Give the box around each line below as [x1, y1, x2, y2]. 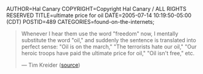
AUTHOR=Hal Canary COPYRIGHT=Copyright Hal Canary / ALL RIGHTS [6, 6, 187, 12]
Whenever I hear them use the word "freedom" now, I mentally [21, 30, 179, 37]
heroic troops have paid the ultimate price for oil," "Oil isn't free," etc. [21, 50, 195, 57]
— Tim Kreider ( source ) [21, 61, 80, 68]
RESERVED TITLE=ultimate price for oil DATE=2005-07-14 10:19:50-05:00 [6, 12, 192, 19]
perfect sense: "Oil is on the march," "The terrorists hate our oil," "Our [21, 43, 197, 50]
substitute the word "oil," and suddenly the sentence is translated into [21, 37, 196, 43]
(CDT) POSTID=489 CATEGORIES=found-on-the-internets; [6, 18, 155, 25]
